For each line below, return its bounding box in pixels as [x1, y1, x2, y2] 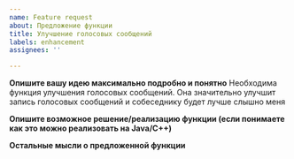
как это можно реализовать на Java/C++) [9, 123, 173, 133]
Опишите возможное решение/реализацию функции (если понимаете [9, 114, 285, 125]
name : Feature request [9, 12, 93, 22]
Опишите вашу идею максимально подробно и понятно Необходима [9, 78, 277, 88]
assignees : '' [9, 46, 62, 55]
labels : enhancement [9, 37, 86, 47]
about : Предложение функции [9, 21, 113, 30]
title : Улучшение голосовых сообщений [9, 29, 152, 38]
